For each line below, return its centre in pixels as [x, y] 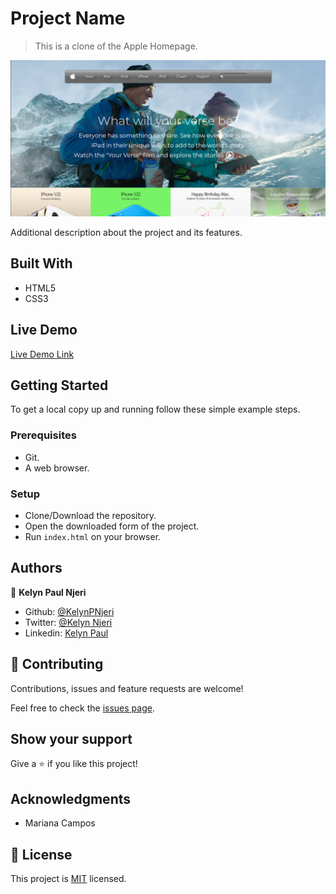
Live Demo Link [42, 354]
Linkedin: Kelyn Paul [66, 633]
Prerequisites [43, 435]
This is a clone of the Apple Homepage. [116, 46]
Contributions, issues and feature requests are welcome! [127, 688]
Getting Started [59, 385]
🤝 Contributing [57, 664]
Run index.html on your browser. [93, 536]
